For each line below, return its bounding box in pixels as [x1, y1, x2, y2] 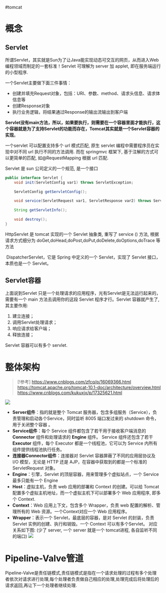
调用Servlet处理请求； [12, 320, 58, 326]
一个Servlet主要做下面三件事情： [5, 80, 72, 86]
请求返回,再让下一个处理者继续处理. [5, 583, 78, 589]
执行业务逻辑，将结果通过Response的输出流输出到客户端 [12, 109, 128, 115]
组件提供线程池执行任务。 [12, 447, 65, 453]
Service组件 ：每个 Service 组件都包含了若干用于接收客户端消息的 [12, 428, 146, 434]
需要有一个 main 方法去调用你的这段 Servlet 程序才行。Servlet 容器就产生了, [5, 296, 160, 302]
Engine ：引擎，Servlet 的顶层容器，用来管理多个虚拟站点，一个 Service [12, 471, 159, 477]
